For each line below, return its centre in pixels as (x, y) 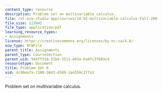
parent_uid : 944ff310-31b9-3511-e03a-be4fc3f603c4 (57, 59)
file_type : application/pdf (33, 28)
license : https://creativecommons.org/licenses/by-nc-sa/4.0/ (69, 41)
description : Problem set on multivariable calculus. (61, 14)
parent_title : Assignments (32, 50)
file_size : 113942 (24, 23)
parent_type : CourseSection (33, 54)
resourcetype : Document (29, 63)
